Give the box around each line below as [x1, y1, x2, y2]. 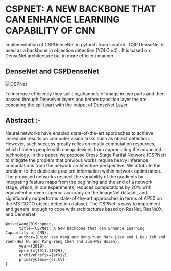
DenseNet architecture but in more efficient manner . [5, 52, 116, 59]
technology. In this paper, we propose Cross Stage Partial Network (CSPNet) [5, 152, 166, 158]
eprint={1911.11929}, [18, 248, 65, 253]
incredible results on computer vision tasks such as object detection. [5, 135, 150, 141]
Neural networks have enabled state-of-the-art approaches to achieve [5, 130, 154, 136]
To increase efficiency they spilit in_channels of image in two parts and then [5, 90, 165, 97]
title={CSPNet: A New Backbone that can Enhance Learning [18, 226, 145, 231]
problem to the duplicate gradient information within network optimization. [5, 168, 162, 174]
